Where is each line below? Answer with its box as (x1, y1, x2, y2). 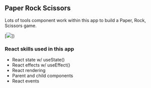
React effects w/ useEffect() (12, 62, 70, 68)
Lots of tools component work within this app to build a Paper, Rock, (5, 17, 146, 23)
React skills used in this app (5, 45, 74, 52)
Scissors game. (5, 22, 37, 28)
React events (12, 78, 40, 84)
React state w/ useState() (12, 57, 65, 63)
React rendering (12, 67, 46, 73)
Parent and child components (12, 72, 73, 79)
